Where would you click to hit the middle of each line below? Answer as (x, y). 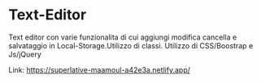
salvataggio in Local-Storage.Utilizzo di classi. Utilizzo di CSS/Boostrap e (131, 45)
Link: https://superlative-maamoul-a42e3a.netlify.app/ (100, 69)
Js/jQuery (25, 54)
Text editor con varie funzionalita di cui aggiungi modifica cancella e (123, 37)
